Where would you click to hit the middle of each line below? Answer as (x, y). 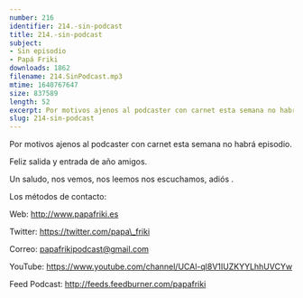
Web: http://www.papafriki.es (64, 214)
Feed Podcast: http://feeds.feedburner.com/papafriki (108, 284)
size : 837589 (34, 93)
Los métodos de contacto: (58, 197)
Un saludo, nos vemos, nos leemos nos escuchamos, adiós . (122, 179)
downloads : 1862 (40, 69)
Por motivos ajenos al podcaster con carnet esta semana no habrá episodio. (151, 144)
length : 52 (30, 102)
